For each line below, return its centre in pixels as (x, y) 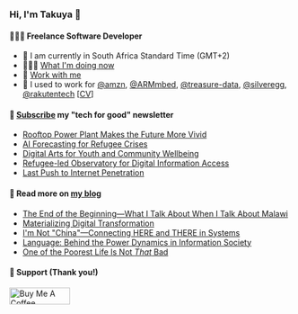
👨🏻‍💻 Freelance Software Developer (76, 36)
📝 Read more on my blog (55, 193)
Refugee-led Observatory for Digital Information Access (126, 163)
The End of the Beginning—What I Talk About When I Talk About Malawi (155, 213)
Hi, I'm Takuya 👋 (45, 14)
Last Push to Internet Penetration (83, 173)
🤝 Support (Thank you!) (54, 273)
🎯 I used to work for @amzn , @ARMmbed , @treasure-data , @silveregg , (154, 85)
